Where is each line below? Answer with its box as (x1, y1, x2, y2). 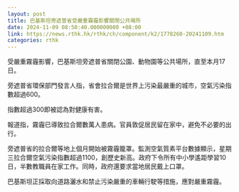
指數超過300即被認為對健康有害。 (7, 105, 107, 114)
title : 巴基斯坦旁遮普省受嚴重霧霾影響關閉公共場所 (7, 17, 141, 24)
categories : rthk (7, 37, 59, 44)
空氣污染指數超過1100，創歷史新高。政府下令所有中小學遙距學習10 (31, 154, 226, 162)
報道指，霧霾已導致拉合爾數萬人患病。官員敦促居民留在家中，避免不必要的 (7, 120, 225, 129)
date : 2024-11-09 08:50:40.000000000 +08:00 (7, 23, 142, 31)
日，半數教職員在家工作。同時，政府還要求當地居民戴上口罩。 (7, 162, 188, 171)
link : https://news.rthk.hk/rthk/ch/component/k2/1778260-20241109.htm (7, 30, 224, 38)
